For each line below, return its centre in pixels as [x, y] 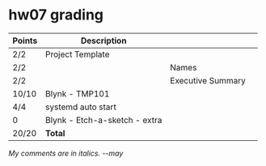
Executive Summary [208, 80]
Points [25, 40]
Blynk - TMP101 [78, 93]
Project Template [78, 54]
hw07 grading [56, 15]
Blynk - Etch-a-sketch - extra [104, 120]
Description [103, 40]
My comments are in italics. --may [66, 153]
